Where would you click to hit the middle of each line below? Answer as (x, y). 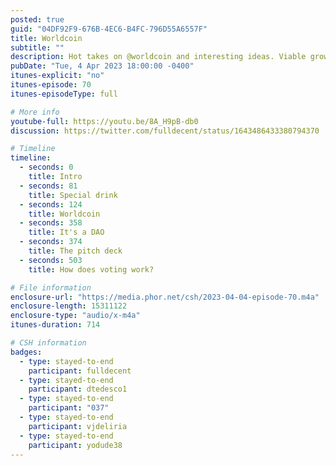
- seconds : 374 (51, 242)
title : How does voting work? (91, 269)
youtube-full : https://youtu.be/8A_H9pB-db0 (104, 121)
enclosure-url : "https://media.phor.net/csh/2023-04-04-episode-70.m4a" (165, 297)
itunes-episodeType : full (64, 94)
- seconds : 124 (51, 204)
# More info (35, 112)
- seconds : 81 (48, 186)
